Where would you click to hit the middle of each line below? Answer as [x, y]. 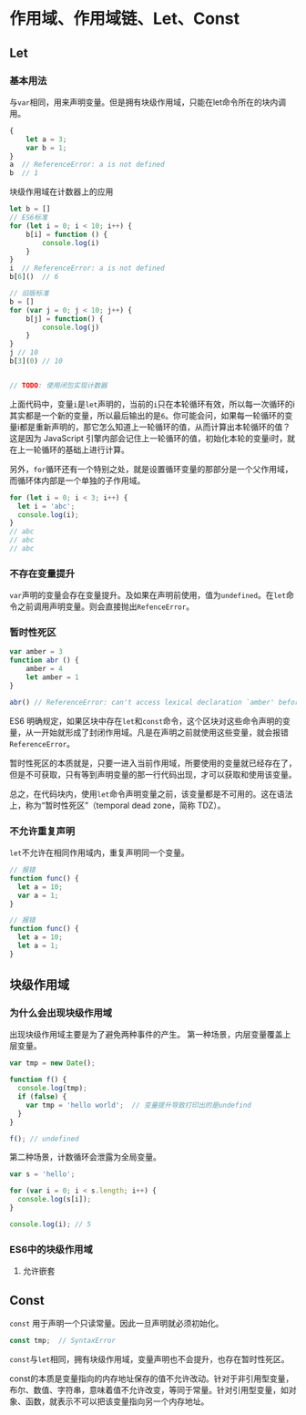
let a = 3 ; [46, 139]
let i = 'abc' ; [46, 506]
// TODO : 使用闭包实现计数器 [58, 385]
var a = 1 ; [38, 895]
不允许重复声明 [42, 831]
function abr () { [44, 661]
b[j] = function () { [65, 319]
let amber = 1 [52, 677]
